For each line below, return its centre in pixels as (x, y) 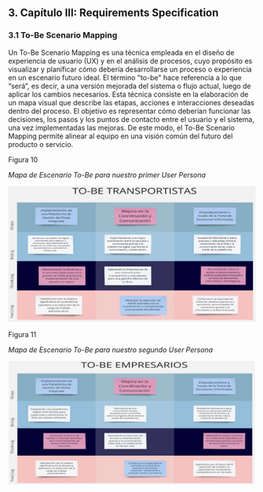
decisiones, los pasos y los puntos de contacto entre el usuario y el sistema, (131, 119)
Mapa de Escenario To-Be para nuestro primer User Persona (107, 174)
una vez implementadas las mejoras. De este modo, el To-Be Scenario (122, 127)
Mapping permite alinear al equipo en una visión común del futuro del (121, 136)
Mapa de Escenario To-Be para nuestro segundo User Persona (111, 350)
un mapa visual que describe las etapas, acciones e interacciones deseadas (131, 102)
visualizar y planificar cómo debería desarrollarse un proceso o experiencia (130, 69)
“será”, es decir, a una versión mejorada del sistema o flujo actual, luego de (130, 86)
